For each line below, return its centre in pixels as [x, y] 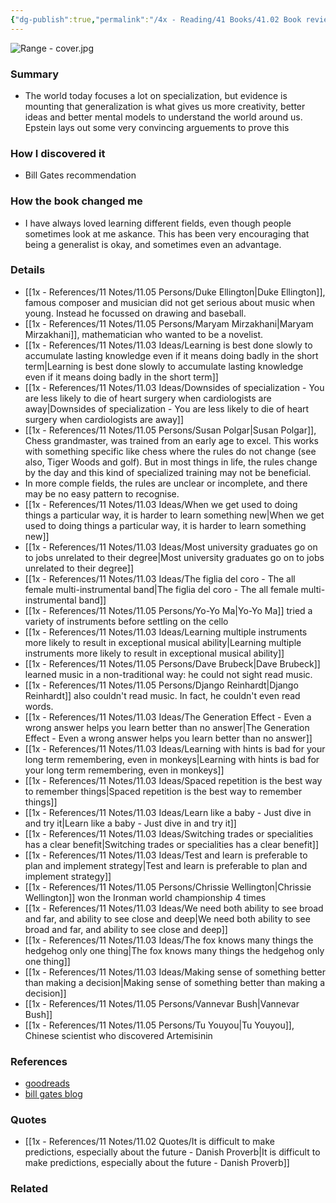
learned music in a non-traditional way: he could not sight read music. [168, 674]
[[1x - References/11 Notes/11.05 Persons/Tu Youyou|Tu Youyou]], [159, 1025]
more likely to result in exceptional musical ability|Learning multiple [163, 642]
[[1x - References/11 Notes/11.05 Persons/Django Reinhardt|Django [161, 685]
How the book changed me [76, 201]
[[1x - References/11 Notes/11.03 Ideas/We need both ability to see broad [174, 908]
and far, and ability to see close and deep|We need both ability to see [167, 918]
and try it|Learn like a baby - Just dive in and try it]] [130, 823]
